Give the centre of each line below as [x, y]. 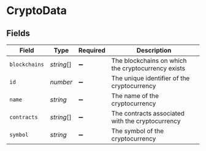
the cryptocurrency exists [148, 68]
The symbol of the [138, 131]
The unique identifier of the [151, 78]
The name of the [135, 96]
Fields [18, 33]
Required [92, 50]
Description [154, 50]
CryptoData [37, 11]
